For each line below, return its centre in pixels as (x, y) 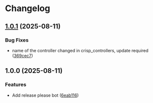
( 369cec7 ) (23, 56)
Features (16, 85)
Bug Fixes (17, 40)
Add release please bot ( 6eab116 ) (45, 95)
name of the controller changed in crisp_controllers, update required (80, 50)
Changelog (28, 8)
